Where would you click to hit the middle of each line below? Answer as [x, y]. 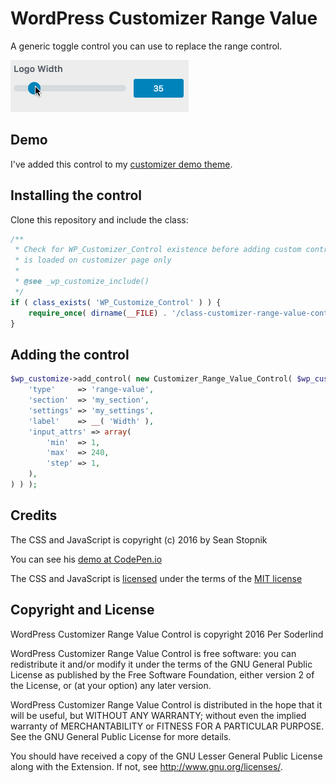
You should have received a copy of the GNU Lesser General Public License [166, 756]
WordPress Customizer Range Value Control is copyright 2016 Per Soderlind [167, 634]
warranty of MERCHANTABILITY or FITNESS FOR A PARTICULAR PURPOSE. [167, 726]
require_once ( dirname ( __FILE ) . [98, 313]
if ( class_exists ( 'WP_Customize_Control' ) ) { [116, 302]
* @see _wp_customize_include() [82, 282]
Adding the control [70, 354]
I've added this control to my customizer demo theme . [121, 164]
